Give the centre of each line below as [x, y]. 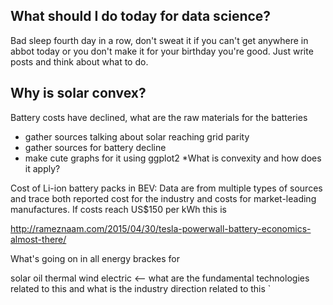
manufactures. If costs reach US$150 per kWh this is [118, 209]
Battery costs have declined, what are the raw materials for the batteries [159, 117]
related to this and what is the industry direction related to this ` [141, 288]
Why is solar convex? [78, 93]
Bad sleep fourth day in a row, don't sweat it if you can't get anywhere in [159, 40]
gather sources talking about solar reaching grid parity [137, 136]
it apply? [42, 168]
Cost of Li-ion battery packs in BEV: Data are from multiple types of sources [166, 188]
